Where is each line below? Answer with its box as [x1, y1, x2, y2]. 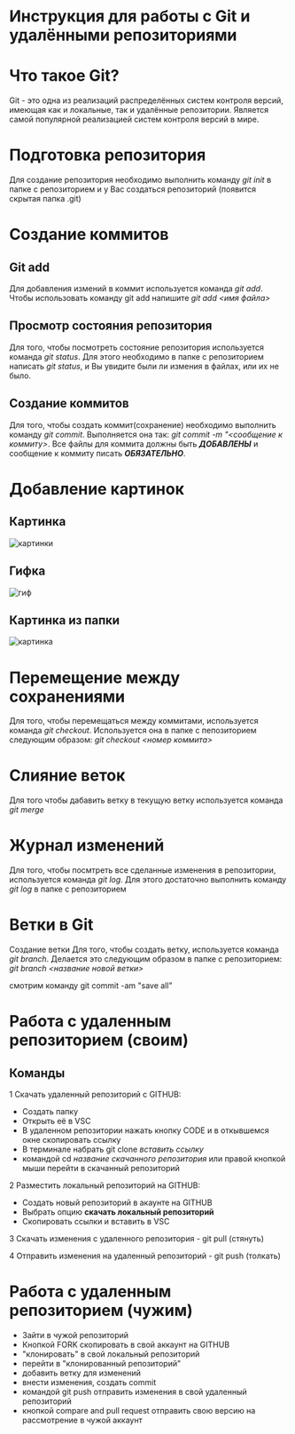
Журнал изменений [9, 836, 165, 856]
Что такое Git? [9, 66, 120, 86]
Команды [9, 1066, 66, 1081]
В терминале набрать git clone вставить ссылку [21, 1144, 204, 1155]
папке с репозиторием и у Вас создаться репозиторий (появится [9, 184, 257, 194]
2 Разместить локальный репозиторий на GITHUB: [9, 1180, 201, 1191]
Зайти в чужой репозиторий [21, 1330, 129, 1340]
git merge [9, 804, 44, 815]
